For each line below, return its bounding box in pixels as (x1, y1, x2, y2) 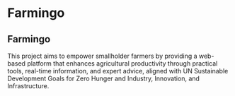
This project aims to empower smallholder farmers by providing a (7, 52, 197, 60)
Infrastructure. (7, 82, 50, 90)
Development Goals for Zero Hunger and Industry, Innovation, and (7, 74, 200, 83)
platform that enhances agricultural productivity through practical (27, 59, 218, 68)
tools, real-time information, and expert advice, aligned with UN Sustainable (7, 67, 229, 75)
